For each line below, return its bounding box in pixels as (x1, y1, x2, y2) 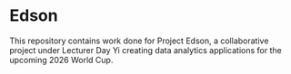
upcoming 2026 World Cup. (9, 54, 114, 65)
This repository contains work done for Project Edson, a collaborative (9, 35, 269, 46)
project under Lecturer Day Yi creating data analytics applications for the (9, 44, 282, 55)
